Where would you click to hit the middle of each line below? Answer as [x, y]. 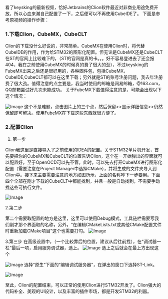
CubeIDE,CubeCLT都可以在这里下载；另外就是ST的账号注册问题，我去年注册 [84, 77]
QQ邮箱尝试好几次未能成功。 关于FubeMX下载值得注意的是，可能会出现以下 [83, 90]
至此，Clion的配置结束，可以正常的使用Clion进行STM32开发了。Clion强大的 [83, 285]
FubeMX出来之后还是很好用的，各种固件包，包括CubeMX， [67, 71]
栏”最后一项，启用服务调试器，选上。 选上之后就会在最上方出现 [80, 247]
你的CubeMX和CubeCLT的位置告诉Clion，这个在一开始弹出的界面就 [88, 156]
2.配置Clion [19, 127]
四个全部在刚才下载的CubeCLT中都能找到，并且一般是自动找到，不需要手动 [83, 181]
